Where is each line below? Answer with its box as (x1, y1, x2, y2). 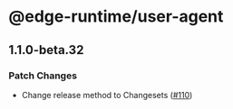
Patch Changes (8, 69, 78, 82)
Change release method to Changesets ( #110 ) (21, 89, 193, 100)
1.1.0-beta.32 (8, 42, 84, 58)
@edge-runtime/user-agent (8, 6, 224, 27)
